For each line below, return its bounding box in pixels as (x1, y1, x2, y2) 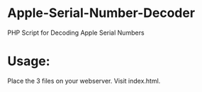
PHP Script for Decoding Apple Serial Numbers (7, 28, 145, 37)
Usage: (7, 53, 51, 69)
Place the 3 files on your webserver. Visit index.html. (7, 76, 161, 85)
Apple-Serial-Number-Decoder (7, 5, 196, 21)
